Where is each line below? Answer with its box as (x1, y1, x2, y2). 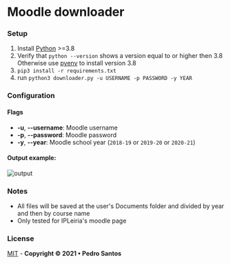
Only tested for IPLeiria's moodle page (17, 216, 127, 225)
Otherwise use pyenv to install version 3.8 (17, 59, 137, 68)
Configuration (7, 91, 55, 101)
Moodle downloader (7, 4, 125, 20)
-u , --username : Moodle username (17, 123, 119, 132)
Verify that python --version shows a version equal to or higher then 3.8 (17, 52, 223, 60)
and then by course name (17, 210, 90, 218)
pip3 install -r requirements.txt (17, 68, 117, 74)
